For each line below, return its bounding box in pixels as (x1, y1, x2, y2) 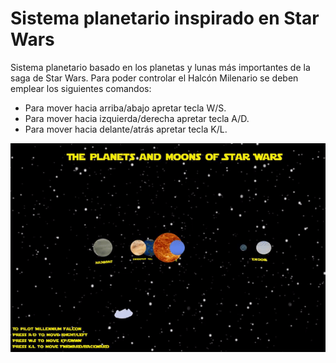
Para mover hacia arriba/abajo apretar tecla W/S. (24, 102, 227, 114)
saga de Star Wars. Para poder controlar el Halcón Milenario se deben (10, 72, 299, 84)
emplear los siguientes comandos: (10, 82, 152, 94)
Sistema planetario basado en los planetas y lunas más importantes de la (10, 61, 311, 73)
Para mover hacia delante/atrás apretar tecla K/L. (24, 123, 228, 135)
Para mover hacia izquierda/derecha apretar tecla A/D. (24, 112, 250, 124)
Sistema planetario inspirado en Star (10, 7, 320, 30)
